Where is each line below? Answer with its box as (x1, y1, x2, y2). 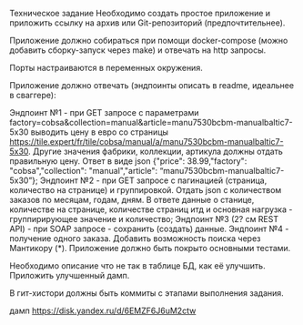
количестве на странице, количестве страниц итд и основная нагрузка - (9, 204, 293, 215)
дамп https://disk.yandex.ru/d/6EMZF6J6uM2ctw (9, 305, 197, 316)
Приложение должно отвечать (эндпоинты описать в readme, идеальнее (9, 80, 294, 90)
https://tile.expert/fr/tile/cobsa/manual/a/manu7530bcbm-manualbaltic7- (9, 137, 284, 147)
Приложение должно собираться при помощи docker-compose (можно (9, 36, 288, 46)
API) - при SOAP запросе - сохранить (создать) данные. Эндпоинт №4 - (9, 223, 289, 234)
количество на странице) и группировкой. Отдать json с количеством (9, 185, 282, 195)
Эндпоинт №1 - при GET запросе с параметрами (9, 107, 199, 117)
